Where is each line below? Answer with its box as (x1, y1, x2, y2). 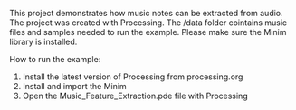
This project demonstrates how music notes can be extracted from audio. (9, 8, 283, 18)
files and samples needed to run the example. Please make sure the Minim (9, 27, 287, 37)
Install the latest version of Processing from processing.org (22, 71, 243, 82)
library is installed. (9, 36, 78, 47)
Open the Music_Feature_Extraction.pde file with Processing (22, 90, 248, 101)
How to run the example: (9, 54, 101, 64)
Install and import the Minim (22, 81, 127, 91)
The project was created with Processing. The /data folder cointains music (9, 17, 288, 28)
